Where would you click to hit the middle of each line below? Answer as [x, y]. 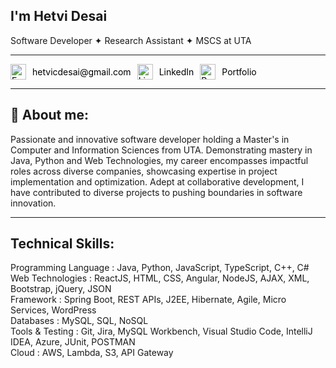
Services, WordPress [53, 310]
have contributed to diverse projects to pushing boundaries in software [156, 192]
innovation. [33, 203]
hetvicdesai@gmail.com [82, 71]
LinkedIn [176, 71]
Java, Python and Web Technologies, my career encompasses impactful [159, 160]
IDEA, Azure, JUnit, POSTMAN [73, 342]
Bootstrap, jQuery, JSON [61, 289]
